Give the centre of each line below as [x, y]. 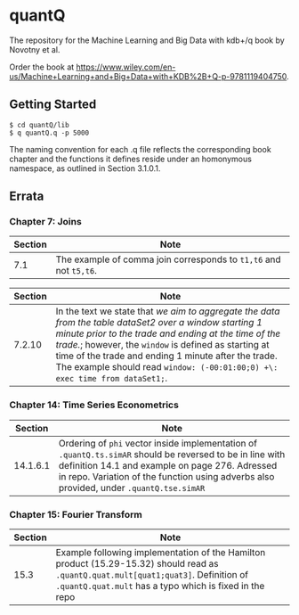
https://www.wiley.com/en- [126, 67]
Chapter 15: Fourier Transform [76, 514]
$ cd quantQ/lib [39, 125]
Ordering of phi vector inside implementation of [158, 443]
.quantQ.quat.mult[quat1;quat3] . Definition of [152, 575]
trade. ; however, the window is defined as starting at [162, 345]
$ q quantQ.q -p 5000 [49, 133]
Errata [27, 197]
